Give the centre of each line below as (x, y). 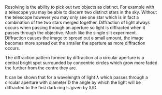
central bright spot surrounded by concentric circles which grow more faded (81, 63)
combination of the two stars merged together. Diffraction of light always (77, 22)
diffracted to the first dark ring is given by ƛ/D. (51, 87)
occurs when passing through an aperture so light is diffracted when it (75, 28)
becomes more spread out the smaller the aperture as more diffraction (75, 43)
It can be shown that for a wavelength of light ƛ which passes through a (77, 77)
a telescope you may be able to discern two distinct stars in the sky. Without (81, 12)
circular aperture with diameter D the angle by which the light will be (73, 82)
